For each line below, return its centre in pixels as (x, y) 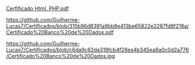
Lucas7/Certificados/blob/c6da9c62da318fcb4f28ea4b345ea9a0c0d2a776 (97, 50)
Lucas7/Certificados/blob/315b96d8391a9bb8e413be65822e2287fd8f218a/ (97, 26)
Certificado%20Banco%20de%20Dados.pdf (60, 32)
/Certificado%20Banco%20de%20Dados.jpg (61, 56)
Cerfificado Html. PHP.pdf (37, 8)
